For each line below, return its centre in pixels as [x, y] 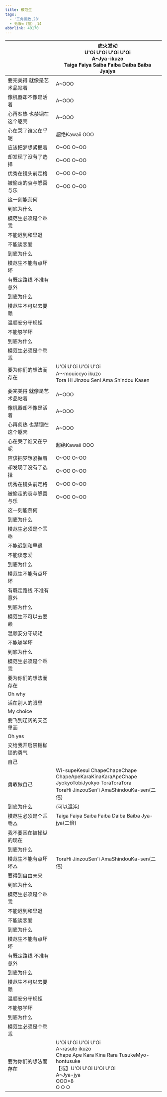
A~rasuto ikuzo [74, 1049]
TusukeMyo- [134, 1055]
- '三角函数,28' [25, 19]
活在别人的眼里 [25, 703]
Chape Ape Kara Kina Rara [87, 1055]
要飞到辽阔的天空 [28, 720]
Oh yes [16, 736]
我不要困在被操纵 [28, 833]
